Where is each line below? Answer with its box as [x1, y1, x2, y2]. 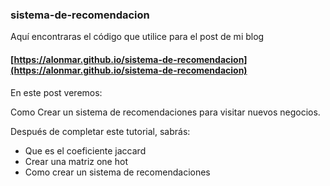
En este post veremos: [10, 86, 103, 98]
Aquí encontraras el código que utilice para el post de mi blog [10, 31, 265, 43]
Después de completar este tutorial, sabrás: [10, 125, 191, 137]
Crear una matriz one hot [24, 155, 128, 167]
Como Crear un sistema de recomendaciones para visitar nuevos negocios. [10, 106, 321, 118]
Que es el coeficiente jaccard [24, 144, 147, 157]
